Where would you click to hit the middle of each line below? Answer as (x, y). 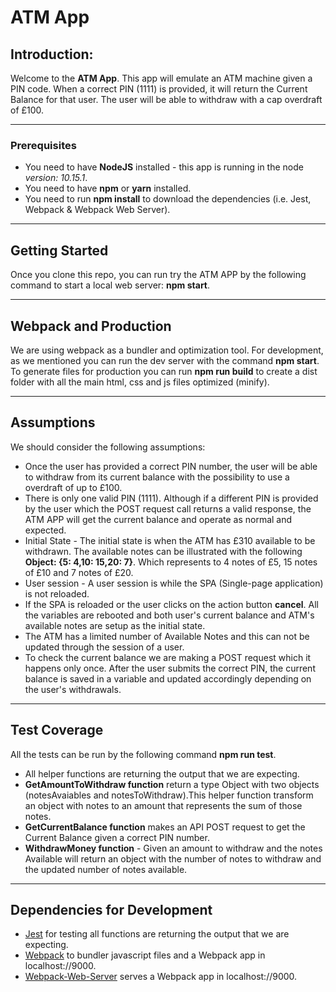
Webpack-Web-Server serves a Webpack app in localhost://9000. (161, 977)
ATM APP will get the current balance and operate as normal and (158, 519)
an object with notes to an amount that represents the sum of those (163, 805)
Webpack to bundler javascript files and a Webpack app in (145, 955)
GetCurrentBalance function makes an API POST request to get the (165, 827)
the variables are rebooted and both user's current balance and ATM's (169, 615)
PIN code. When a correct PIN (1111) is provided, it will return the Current (159, 89)
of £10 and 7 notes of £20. (79, 572)
